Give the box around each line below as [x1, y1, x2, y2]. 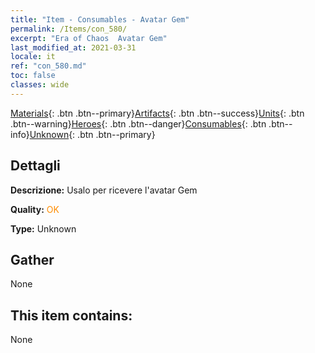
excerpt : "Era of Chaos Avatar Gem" [10, 33, 168, 43]
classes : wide [10, 80, 70, 90]
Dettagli [10, 157, 61, 175]
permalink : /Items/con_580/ [10, 24, 128, 34]
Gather [10, 251, 55, 268]
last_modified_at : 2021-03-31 [10, 42, 137, 53]
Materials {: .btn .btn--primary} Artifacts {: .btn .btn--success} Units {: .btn [10, 107, 305, 119]
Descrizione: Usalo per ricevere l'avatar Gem [10, 184, 198, 196]
